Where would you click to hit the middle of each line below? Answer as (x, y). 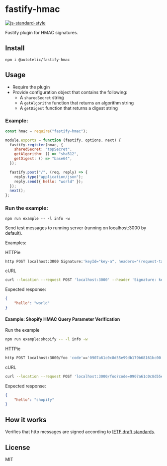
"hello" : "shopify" (34, 400)
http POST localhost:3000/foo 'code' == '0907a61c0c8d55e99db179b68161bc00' (84, 358)
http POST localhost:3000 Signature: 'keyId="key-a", (61, 261)
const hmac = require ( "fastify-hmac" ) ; (46, 131)
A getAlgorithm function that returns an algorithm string (77, 102)
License (18, 447)
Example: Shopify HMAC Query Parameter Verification (63, 319)
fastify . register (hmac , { (37, 145)
